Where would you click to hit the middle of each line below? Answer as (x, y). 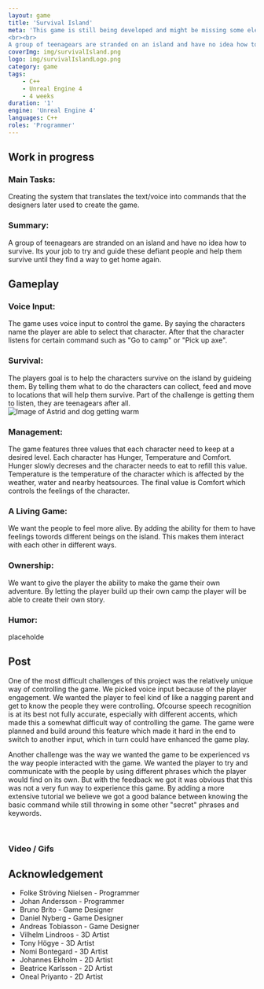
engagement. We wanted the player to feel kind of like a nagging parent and (131, 697)
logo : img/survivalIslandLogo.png (65, 60)
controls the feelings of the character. (69, 491)
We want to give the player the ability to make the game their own (114, 583)
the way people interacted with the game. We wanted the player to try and (128, 763)
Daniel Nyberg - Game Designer (71, 918)
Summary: (29, 225)
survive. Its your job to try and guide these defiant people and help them (125, 251)
